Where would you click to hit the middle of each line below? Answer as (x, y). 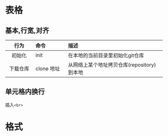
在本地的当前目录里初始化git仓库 (106, 55)
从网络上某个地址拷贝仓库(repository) (112, 65)
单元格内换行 (25, 92)
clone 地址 (48, 69)
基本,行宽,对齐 (27, 30)
